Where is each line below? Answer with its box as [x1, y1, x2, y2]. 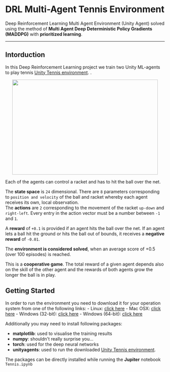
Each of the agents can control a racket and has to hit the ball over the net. [5, 178, 161, 184]
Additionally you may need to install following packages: [5, 320, 122, 326]
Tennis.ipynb [5, 361, 33, 367]
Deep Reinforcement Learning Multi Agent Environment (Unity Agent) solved [5, 20, 165, 26]
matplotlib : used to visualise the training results [12, 330, 112, 337]
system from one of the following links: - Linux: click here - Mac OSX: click [5, 305, 161, 311]
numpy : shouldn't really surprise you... [12, 336, 94, 342]
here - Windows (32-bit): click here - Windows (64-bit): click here [5, 311, 143, 317]
